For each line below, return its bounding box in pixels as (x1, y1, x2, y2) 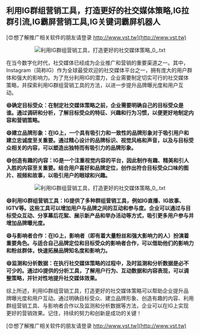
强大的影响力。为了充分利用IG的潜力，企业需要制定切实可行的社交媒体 (16, 74, 189, 81)
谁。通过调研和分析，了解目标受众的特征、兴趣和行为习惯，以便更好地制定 (6, 109, 189, 116)
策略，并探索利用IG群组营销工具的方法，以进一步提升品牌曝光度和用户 (6, 81, 179, 88)
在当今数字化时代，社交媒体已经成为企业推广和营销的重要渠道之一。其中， (6, 59, 189, 66)
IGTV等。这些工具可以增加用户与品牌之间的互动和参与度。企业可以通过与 (6, 204, 186, 212)
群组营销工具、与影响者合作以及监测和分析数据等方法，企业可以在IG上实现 (6, 302, 189, 309)
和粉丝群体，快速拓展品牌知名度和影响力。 (6, 247, 111, 254)
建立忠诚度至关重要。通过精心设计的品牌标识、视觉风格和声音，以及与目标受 (6, 137, 194, 144)
